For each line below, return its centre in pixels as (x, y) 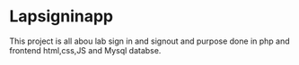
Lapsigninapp (62, 16)
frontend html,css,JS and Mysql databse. (85, 50)
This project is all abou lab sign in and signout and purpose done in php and (149, 41)
